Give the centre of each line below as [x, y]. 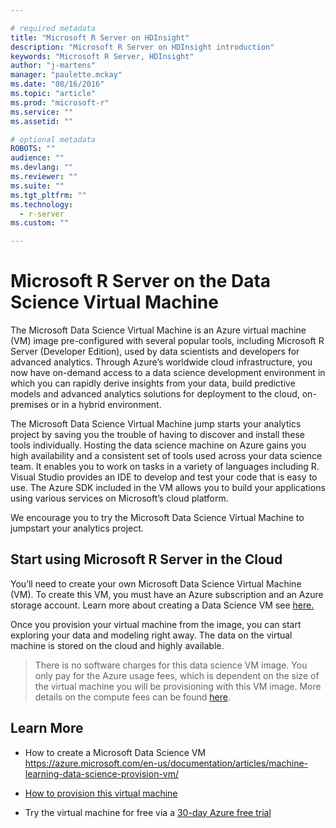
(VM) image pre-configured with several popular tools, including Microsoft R [167, 341]
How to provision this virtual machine [101, 793]
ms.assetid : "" [42, 121]
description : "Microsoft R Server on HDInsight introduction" [142, 47]
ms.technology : [42, 204]
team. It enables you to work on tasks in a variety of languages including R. [165, 467]
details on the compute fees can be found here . [132, 697]
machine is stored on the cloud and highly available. [117, 645]
